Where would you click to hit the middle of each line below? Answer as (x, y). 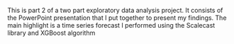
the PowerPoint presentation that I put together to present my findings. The (117, 18)
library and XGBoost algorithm (51, 33)
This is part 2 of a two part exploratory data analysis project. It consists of (115, 10)
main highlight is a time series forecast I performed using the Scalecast (111, 25)
